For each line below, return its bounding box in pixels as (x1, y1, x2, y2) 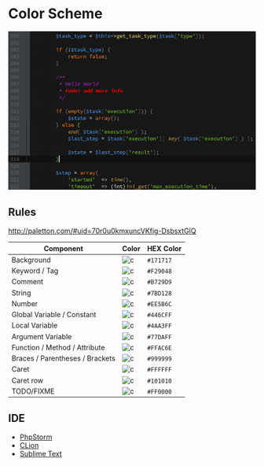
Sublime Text (19, 449, 63, 459)
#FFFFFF (146, 366, 173, 374)
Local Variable (11, 320, 58, 331)
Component (43, 243, 84, 253)
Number (11, 298, 38, 308)
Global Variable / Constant (11, 310, 97, 320)
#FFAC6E (146, 344, 173, 352)
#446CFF (146, 312, 173, 320)
